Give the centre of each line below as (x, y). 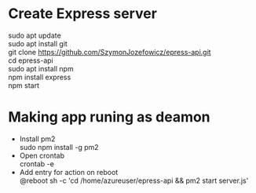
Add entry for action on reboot (69, 172)
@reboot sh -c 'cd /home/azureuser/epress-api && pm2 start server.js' (134, 180)
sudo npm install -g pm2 (59, 147)
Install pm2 (37, 139)
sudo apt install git (38, 43)
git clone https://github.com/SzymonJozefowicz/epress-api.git (110, 52)
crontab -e (37, 164)
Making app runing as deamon (109, 117)
